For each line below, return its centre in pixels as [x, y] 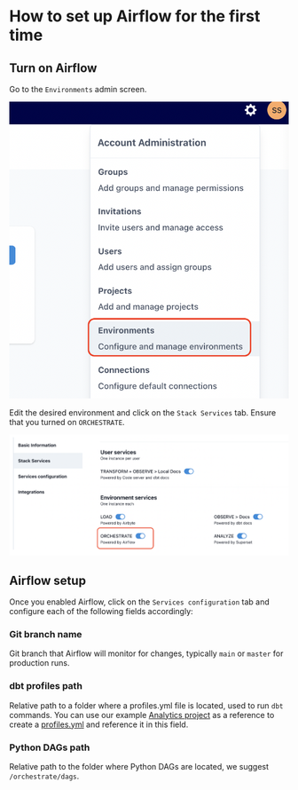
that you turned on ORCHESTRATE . [67, 423]
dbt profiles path [46, 686]
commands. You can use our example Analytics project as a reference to [142, 715]
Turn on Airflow [53, 68]
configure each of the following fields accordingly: [101, 612]
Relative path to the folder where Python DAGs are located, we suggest [139, 767]
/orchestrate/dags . [44, 776]
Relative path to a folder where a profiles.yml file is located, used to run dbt [146, 705]
